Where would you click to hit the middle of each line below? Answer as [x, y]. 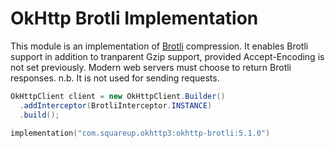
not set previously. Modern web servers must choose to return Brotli [151, 67]
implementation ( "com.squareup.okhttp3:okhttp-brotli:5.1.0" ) [140, 133]
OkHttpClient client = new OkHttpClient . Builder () [118, 96]
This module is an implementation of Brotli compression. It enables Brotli [159, 46]
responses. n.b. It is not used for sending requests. [115, 78]
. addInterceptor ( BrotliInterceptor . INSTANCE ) [116, 105]
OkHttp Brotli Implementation [134, 18]
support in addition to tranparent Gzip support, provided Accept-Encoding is [167, 56]
